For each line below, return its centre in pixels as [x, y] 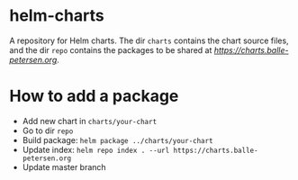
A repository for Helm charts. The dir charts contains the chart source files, [149, 40]
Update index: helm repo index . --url [96, 149]
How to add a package [94, 96]
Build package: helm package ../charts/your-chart [117, 139]
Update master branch [64, 166]
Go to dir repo [48, 130]
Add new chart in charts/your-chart [90, 121]
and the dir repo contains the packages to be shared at [111, 49]
